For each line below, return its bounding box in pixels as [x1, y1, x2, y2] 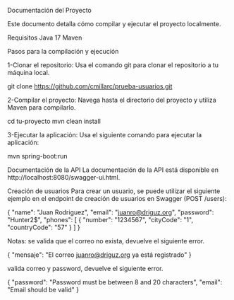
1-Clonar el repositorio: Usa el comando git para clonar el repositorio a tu [7, 61, 219, 69]
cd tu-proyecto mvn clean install [7, 117, 101, 125]
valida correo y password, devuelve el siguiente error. [7, 265, 164, 272]
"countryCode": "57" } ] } [7, 223, 80, 231]
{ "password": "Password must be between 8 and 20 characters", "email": [7, 278, 223, 286]
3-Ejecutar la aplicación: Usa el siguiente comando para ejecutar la [7, 131, 202, 139]
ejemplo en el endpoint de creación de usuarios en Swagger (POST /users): [7, 195, 227, 202]
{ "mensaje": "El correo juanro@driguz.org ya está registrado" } [7, 250, 192, 259]
